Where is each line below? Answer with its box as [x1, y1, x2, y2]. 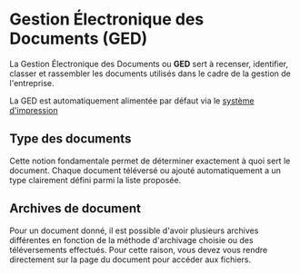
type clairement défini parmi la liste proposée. [9, 174, 182, 185]
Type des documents [9, 132, 132, 147]
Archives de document [9, 201, 141, 217]
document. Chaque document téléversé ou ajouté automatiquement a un [9, 164, 282, 176]
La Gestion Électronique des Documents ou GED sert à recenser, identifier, [9, 58, 289, 69]
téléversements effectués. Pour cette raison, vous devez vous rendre [9, 244, 268, 255]
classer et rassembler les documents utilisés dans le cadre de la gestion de [9, 68, 291, 79]
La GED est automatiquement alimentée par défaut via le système [9, 95, 255, 106]
